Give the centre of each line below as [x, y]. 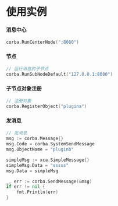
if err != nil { [26, 187]
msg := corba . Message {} [35, 139]
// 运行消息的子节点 [27, 69]
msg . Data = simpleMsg [32, 171]
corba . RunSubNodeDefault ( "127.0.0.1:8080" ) [60, 74]
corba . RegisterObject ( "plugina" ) [47, 107]
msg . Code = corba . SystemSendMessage [50, 144]
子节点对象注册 [24, 88]
